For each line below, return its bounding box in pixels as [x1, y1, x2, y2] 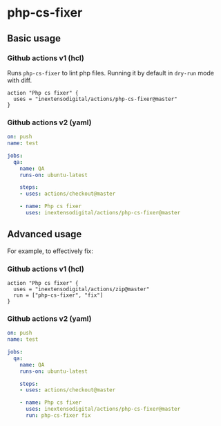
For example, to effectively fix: [7, 247, 93, 255]
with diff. [7, 76, 32, 84]
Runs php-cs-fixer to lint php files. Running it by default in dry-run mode [7, 68, 214, 77]
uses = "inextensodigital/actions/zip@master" [13, 286, 150, 293]
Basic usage [7, 33, 61, 44]
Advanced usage [7, 228, 82, 240]
